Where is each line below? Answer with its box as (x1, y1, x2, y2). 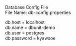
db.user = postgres (5, 30, 45, 35)
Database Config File (5, 4, 48, 10)
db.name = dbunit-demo (5, 24, 56, 30)
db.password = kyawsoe (5, 35, 56, 41)
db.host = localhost (5, 19, 45, 25)
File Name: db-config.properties (5, 9, 71, 15)
